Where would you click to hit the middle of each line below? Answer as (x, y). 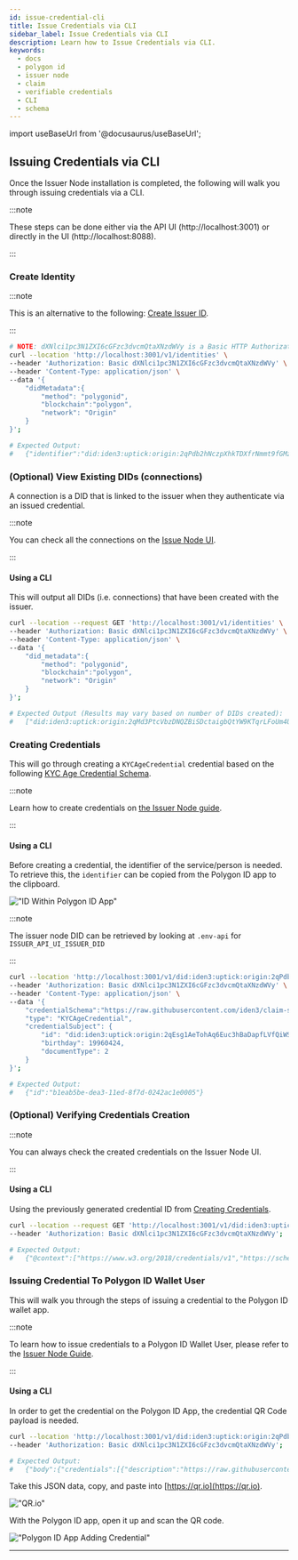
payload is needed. (44, 1420)
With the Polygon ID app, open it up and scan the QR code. (117, 1521)
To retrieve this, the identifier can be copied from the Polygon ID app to (143, 875)
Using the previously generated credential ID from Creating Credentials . (140, 1209)
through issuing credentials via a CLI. (77, 193)
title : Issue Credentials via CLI (73, 26)
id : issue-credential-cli (57, 17)
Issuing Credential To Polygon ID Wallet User (107, 1281)
